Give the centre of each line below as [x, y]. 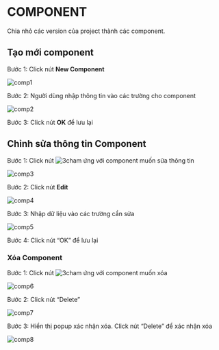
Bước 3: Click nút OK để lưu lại [50, 122]
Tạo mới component [51, 52]
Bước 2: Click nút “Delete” [44, 299]
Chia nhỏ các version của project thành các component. [86, 31]
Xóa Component [35, 258]
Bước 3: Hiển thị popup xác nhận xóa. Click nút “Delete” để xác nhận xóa [110, 326]
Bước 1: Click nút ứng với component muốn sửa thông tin [101, 160]
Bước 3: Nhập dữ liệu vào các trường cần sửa [71, 213]
